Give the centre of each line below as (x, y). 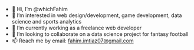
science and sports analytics (47, 21)
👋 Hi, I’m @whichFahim (40, 9)
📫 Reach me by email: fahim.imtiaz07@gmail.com (73, 41)
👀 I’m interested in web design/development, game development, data (97, 15)
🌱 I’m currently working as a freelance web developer (77, 28)
